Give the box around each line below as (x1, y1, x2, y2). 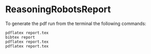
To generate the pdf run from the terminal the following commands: (5, 20, 146, 26)
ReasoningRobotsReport (5, 4, 111, 15)
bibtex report (5, 35, 36, 40)
